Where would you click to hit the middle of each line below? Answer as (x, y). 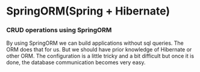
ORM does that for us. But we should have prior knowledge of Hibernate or (99, 50)
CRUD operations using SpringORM (59, 30)
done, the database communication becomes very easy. (76, 62)
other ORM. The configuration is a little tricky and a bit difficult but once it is (100, 56)
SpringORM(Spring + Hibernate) (88, 11)
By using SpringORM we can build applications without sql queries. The (95, 43)
